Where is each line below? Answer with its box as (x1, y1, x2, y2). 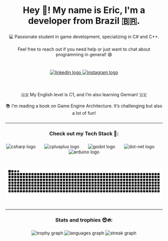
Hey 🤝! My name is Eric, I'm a (22, 5, 145, 16)
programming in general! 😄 (55, 52, 112, 58)
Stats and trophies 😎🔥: (55, 216, 113, 223)
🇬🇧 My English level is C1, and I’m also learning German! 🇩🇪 (20, 91, 147, 97)
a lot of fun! (72, 110, 96, 116)
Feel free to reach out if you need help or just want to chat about (17, 46, 150, 52)
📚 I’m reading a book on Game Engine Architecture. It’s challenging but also (5, 103, 162, 109)
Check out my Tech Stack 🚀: (49, 130, 119, 137)
